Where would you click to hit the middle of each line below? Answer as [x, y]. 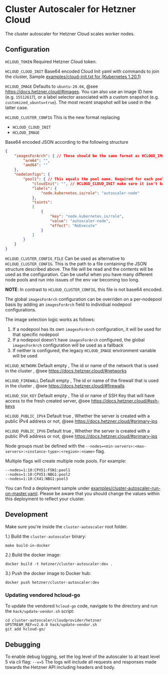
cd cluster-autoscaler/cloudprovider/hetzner [53, 620]
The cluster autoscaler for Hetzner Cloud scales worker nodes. [70, 34]
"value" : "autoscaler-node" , [80, 221]
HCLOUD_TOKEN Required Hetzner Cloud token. [51, 62]
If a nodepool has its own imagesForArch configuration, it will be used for [87, 329]
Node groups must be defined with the [45, 446]
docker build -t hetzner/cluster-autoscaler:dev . [59, 564]
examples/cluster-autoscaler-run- [126, 488]
